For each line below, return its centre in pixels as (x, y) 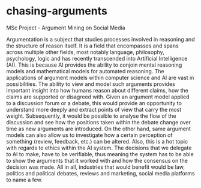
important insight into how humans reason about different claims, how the (97, 90)
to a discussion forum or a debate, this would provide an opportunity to (94, 103)
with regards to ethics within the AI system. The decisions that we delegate (99, 148)
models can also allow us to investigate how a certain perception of (89, 135)
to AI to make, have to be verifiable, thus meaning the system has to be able (100, 154)
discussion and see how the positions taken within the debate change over (98, 122)
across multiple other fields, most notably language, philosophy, (85, 52)
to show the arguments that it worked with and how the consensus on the (97, 160)
